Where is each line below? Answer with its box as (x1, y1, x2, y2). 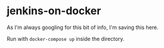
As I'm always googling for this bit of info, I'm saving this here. (7, 24, 159, 31)
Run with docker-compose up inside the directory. (7, 35, 125, 42)
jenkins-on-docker (7, 4, 101, 18)
